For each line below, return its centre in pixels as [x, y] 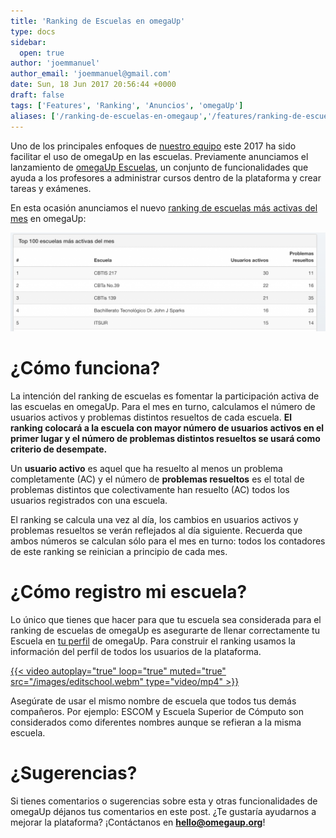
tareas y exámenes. [51, 188]
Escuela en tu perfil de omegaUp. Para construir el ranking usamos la [153, 641]
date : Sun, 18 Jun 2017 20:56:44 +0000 [93, 85]
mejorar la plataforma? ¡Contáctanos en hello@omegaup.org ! [138, 822]
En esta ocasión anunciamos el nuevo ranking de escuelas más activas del [164, 207]
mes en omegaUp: [48, 218]
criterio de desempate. [59, 449]
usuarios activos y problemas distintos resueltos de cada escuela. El [151, 417]
